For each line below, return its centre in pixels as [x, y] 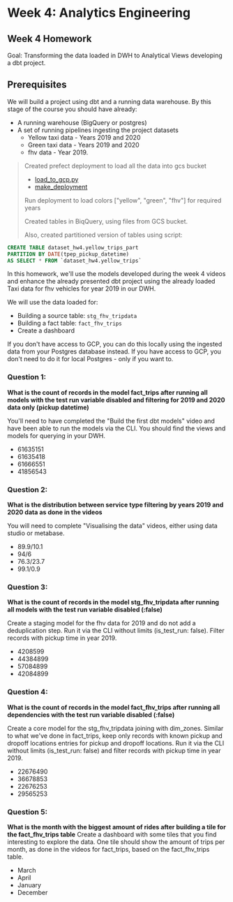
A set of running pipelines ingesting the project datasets [98, 130]
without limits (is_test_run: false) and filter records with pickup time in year [114, 750]
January [29, 885]
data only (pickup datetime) [48, 407]
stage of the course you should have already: [72, 109]
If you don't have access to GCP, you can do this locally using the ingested [115, 344]
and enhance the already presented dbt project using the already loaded [111, 282]
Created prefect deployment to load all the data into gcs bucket [115, 166]
